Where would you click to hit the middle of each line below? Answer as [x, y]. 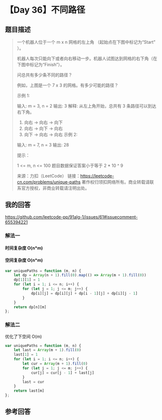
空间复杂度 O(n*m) [24, 260]
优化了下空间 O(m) [24, 336]
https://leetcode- [97, 176]
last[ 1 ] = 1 [26, 355]
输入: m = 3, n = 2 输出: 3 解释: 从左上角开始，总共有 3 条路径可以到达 [87, 106]
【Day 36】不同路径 [45, 10]
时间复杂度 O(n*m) [24, 248]
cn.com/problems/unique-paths [49, 182]
